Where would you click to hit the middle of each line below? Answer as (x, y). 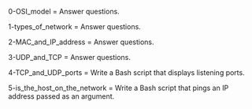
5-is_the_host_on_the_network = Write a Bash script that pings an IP (119, 88)
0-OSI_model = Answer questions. (64, 11)
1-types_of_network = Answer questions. (75, 26)
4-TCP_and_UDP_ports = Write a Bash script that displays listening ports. (127, 73)
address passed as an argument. (61, 96)
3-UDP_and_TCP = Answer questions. (70, 57)
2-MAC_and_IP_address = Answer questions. (81, 42)
